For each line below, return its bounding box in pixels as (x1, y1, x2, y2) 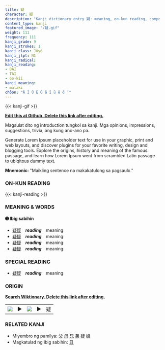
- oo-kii (5, 76, 23, 81)
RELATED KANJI (5, 321, 45, 328)
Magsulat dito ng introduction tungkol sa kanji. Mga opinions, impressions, (5, 122, 156, 128)
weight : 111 (5, 30, 29, 35)
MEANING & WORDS (5, 203, 55, 210)
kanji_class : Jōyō (5, 48, 43, 53)
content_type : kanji (5, 21, 48, 26)
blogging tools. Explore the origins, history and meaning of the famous (5, 147, 148, 153)
